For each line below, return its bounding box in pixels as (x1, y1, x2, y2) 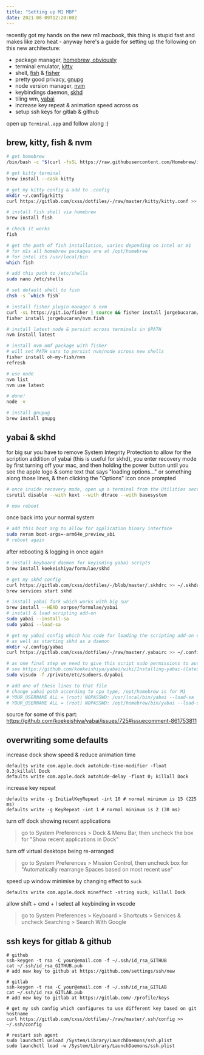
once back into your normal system (6, 514, 95, 521)
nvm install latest (6, 332, 56, 338)
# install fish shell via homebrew (6, 209, 97, 215)
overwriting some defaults (6, 735, 109, 745)
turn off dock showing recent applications (6, 817, 111, 825)
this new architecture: (6, 44, 61, 52)
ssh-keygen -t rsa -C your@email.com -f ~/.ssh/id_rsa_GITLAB (6, 984, 167, 990)
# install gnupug (6, 410, 50, 416)
